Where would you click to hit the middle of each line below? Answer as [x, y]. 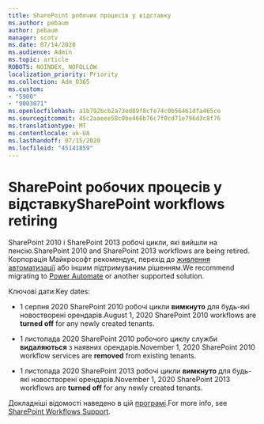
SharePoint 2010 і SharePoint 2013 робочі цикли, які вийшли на [113, 243]
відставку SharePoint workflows [117, 204]
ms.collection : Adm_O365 [49, 81]
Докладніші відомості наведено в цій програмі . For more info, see [118, 403]
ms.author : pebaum [38, 23]
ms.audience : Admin [40, 52]
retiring [33, 220]
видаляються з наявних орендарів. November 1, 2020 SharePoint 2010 [137, 347]
